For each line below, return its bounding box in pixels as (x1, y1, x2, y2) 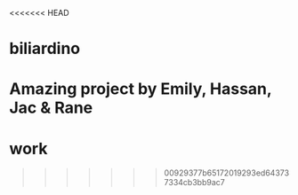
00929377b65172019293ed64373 (164, 168, 290, 178)
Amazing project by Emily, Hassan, (9, 79, 272, 99)
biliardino (9, 39, 81, 58)
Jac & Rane (9, 97, 93, 118)
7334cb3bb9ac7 (164, 177, 225, 188)
